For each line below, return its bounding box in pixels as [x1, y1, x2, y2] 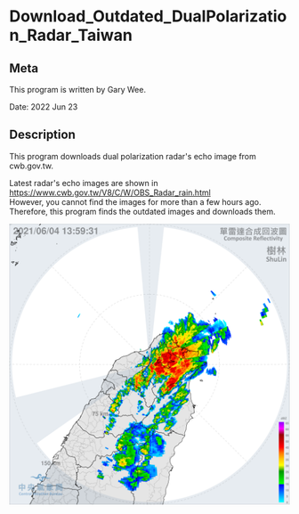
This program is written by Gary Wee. [9, 85, 147, 94]
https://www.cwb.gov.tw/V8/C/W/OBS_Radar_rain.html [9, 187, 211, 198]
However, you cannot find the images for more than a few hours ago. [9, 196, 262, 207]
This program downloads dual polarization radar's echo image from [9, 151, 256, 161]
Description [9, 127, 76, 143]
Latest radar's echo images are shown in [9, 177, 158, 188]
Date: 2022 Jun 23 [9, 102, 78, 112]
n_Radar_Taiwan [9, 25, 133, 45]
